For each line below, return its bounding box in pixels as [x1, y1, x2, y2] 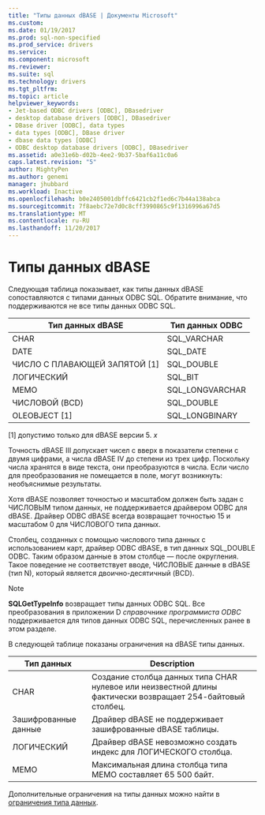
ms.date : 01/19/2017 [8, 26, 77, 34]
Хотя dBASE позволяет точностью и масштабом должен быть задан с [8, 494, 244, 503]
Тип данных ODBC [170, 320, 243, 331]
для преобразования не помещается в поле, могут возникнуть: [8, 470, 223, 480]
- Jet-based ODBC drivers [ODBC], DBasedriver [8, 107, 164, 115]
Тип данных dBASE [47, 320, 124, 331]
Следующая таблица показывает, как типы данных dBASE [8, 284, 203, 293]
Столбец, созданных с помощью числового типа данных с [8, 534, 207, 544]
